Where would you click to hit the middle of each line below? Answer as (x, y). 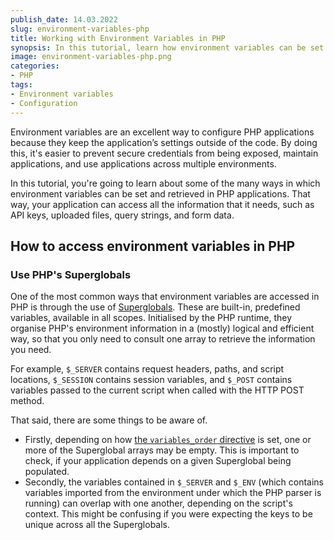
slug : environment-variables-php (80, 29)
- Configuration (44, 103)
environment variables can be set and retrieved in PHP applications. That (160, 193)
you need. (31, 350)
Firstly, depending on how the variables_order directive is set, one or (168, 440)
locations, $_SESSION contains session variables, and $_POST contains (151, 380)
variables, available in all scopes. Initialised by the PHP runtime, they (151, 318)
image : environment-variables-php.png (91, 57)
